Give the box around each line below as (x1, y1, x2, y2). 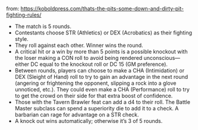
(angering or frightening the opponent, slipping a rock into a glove (14, 80, 177, 87)
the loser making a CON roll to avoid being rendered (14, 55, 143, 61)
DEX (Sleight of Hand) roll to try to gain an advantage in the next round (14, 74, 188, 80)
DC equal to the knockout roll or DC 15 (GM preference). (30, 61, 168, 68)
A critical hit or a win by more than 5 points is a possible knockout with (14, 48, 188, 55)
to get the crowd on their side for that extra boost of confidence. (14, 92, 173, 99)
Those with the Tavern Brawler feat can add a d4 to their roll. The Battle (14, 99, 190, 106)
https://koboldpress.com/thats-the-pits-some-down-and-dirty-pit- (20, 5, 184, 12)
